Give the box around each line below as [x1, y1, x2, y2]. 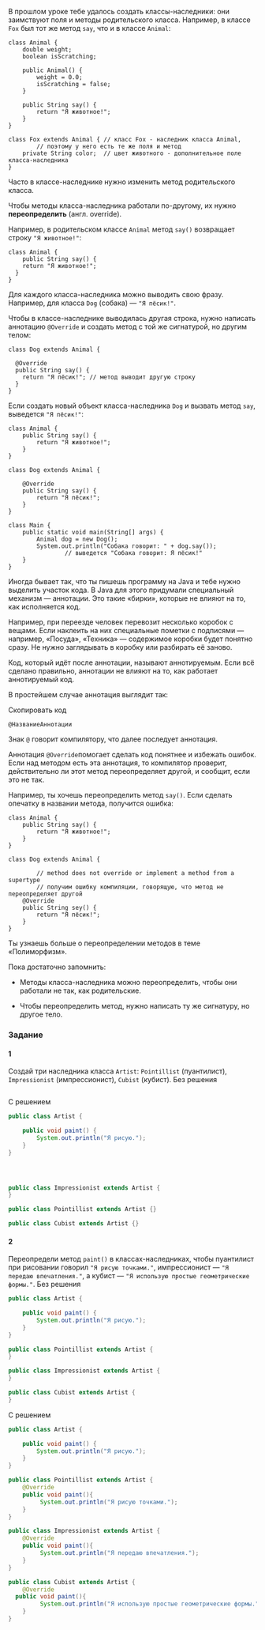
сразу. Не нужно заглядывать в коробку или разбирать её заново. [8, 643, 233, 651]
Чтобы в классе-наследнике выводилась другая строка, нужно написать [8, 314, 256, 323]
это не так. [8, 775, 45, 784]
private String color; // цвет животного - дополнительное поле [22, 149, 242, 157]
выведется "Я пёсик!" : [8, 409, 84, 418]
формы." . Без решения [8, 1280, 81, 1289]
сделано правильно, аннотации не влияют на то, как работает [8, 666, 218, 675]
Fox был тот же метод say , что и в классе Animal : [8, 24, 171, 32]
